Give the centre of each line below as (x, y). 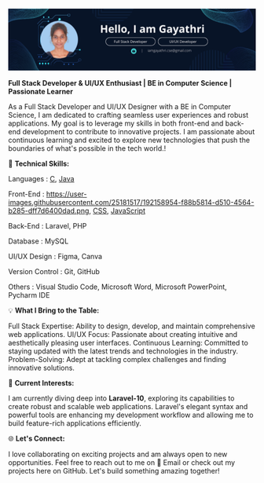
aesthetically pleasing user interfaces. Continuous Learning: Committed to (128, 343)
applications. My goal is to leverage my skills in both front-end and (116, 123)
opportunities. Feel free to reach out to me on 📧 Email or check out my (122, 463)
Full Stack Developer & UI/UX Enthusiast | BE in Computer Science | (120, 83)
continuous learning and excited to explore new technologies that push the (129, 140)
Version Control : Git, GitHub (54, 271)
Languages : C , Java (41, 179)
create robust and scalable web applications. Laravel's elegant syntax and (128, 406)
